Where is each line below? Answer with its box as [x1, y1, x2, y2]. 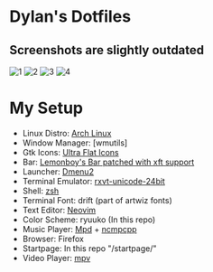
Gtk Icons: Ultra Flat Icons [22, 146, 119, 157]
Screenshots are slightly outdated [9, 42, 205, 58]
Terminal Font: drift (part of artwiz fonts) [22, 194, 173, 205]
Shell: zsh [22, 185, 60, 196]
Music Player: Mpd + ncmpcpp [22, 223, 137, 234]
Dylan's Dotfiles [9, 6, 132, 27]
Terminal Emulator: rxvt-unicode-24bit [22, 175, 165, 186]
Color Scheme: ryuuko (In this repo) [22, 214, 156, 225]
